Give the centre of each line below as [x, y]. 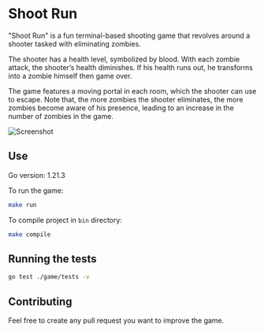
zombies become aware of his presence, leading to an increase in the [121, 108]
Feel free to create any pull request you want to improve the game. [116, 320]
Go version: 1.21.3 [37, 175]
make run [22, 205]
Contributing [40, 301]
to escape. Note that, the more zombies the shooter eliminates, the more [126, 99]
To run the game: [36, 191]
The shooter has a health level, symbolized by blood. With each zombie [124, 59]
